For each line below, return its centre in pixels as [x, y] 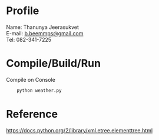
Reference [32, 114]
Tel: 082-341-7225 [29, 39]
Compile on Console [31, 79]
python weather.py [39, 90]
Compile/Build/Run [54, 64]
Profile [23, 11]
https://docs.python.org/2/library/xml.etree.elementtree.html [79, 130]
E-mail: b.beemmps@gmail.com [45, 33]
